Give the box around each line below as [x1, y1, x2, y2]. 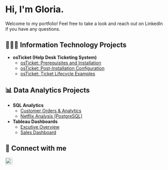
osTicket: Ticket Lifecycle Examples [20, 70, 96, 77]
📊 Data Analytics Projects [5, 86, 90, 95]
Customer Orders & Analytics [20, 107, 81, 113]
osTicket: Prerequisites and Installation [20, 60, 102, 66]
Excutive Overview [20, 124, 60, 130]
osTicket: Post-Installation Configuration [20, 65, 105, 71]
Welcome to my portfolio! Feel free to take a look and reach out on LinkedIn [5, 20, 163, 27]
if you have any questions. [5, 26, 61, 32]
